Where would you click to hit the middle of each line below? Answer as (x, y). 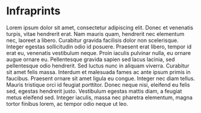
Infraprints (33, 11)
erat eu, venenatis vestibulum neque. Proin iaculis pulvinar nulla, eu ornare (99, 53)
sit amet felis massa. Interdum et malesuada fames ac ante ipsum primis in (98, 72)
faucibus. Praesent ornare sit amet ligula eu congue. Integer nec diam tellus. (101, 78)
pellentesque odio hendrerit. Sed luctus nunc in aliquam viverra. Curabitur (98, 65)
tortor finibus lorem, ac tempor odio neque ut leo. (67, 103)
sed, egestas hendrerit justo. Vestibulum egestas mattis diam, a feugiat (94, 91)
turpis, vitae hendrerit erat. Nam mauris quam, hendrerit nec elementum (95, 33)
